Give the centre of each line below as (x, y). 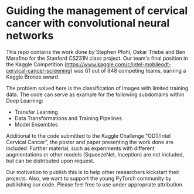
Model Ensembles (36, 124)
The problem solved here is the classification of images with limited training (97, 88)
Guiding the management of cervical (97, 11)
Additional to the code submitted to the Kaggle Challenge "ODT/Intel (89, 135)
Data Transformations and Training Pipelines (68, 118)
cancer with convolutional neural (88, 23)
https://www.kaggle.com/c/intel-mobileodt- (119, 64)
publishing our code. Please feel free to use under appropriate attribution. (95, 184)
